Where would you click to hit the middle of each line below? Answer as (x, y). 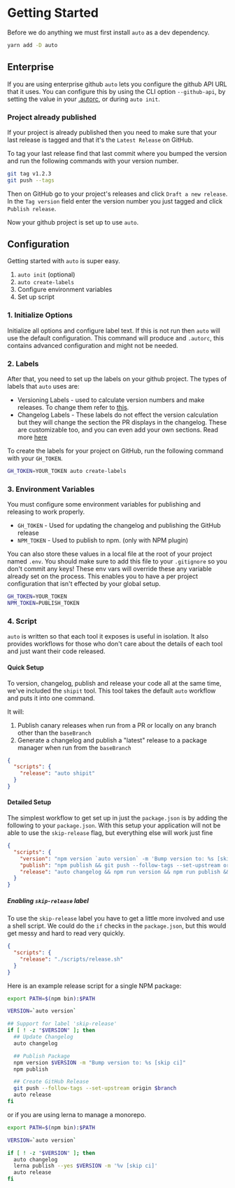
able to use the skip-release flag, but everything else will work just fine (110, 833)
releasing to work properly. (46, 512)
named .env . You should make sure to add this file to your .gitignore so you (117, 561)
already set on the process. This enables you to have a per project (102, 576)
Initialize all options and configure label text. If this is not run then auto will (114, 331)
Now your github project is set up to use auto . (73, 222)
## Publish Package (42, 1056)
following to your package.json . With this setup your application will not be (114, 825)
